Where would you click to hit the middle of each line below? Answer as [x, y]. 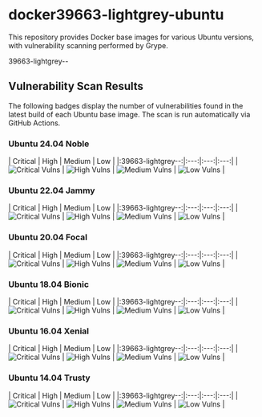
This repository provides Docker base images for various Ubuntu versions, [131, 37]
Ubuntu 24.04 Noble [49, 144]
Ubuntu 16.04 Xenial [49, 331]
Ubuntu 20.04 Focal [48, 237]
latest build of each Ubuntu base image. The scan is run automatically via [129, 114]
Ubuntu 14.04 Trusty [49, 378]
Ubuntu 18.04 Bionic [49, 284]
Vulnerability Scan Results [76, 86]
